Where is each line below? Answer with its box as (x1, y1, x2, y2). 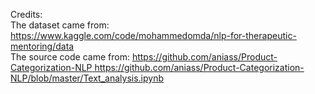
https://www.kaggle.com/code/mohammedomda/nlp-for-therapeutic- (10, 30, 297, 41)
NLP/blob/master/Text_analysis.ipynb (10, 72, 164, 84)
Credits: (10, 9, 43, 20)
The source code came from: (10, 51, 130, 63)
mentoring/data (10, 40, 75, 52)
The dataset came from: (10, 19, 110, 31)
